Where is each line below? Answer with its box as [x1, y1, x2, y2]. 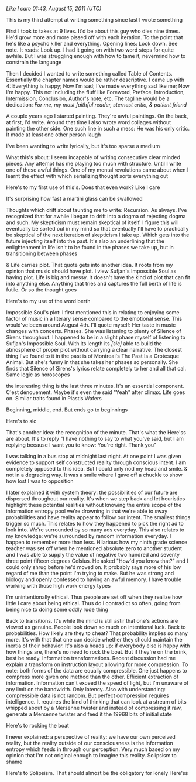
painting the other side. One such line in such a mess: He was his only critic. [6, 125, 190, 132]
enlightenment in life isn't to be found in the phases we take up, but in [6, 244, 174, 251]
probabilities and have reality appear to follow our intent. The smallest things [6, 514, 191, 520]
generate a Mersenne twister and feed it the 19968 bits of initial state [6, 711, 173, 718]
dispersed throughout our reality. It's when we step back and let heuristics [6, 495, 185, 502]
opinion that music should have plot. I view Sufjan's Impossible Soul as [6, 267, 177, 275]
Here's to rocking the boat [6, 722, 69, 729]
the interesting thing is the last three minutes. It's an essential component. [6, 383, 184, 389]
